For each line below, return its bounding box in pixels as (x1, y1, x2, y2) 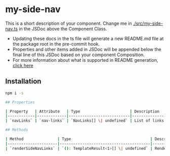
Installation (5, 77, 41, 86)
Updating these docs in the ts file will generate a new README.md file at (12, 35, 164, 42)
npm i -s (5, 90, 24, 96)
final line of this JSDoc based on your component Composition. (12, 52, 145, 58)
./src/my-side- (133, 20, 163, 26)
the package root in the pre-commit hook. (12, 41, 100, 47)
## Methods (5, 128, 28, 133)
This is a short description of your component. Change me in (5, 20, 132, 26)
